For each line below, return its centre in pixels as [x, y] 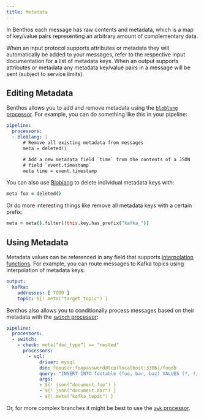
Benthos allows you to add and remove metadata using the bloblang [92, 108]
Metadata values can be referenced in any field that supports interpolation [100, 257]
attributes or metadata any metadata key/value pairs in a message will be [99, 67]
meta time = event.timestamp [60, 171]
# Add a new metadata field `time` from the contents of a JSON [106, 159]
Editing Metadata [40, 93]
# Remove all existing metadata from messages [83, 143]
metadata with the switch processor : [52, 317]
